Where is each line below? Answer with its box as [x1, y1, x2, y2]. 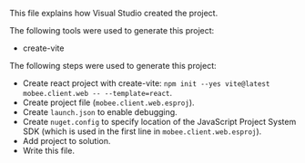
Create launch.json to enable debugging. [22, 107, 178, 117]
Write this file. [22, 145, 76, 156]
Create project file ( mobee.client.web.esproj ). [22, 97, 195, 108]
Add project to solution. [22, 136, 111, 146]
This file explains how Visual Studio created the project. [9, 8, 219, 18]
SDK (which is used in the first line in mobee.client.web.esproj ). [22, 126, 262, 137]
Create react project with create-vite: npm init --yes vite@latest [22, 78, 270, 89]
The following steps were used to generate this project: [9, 61, 217, 71]
